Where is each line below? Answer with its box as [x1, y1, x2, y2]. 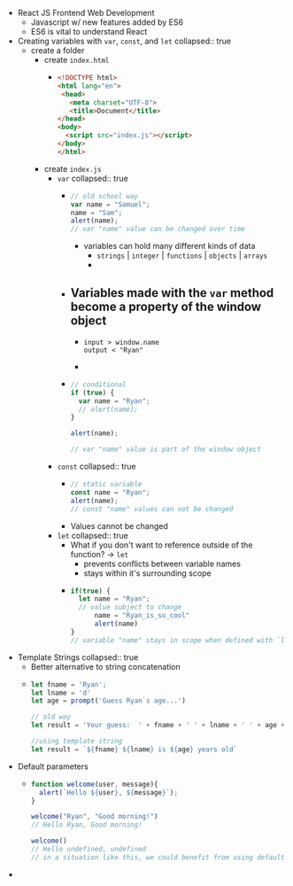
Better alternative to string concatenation [30, 661, 181, 672]
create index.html [43, 55, 110, 65]
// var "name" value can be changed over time [70, 225, 245, 234]
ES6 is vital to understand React [30, 27, 148, 36]
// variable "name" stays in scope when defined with [70, 635, 274, 645]
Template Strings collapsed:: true [17, 651, 139, 663]
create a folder [30, 45, 85, 56]
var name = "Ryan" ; [78, 396, 150, 406]
